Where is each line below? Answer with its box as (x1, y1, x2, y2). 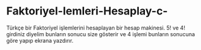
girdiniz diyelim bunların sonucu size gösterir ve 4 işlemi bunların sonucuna (6, 30, 196, 37)
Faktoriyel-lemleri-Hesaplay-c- (6, 4, 168, 18)
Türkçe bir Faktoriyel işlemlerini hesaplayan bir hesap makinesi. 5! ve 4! (6, 24, 186, 31)
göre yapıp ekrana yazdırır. (6, 37, 74, 44)
